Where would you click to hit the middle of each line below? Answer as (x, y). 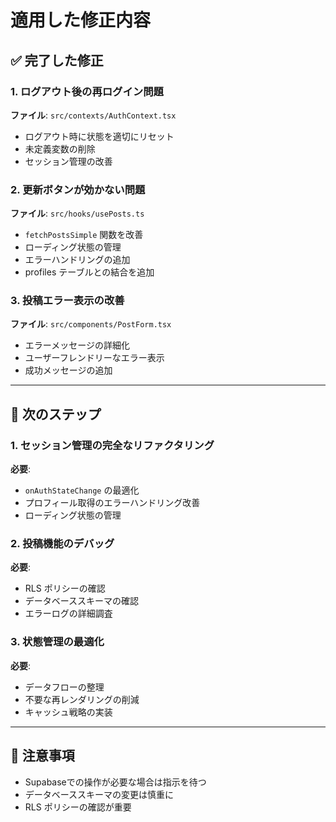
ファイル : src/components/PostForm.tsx (91, 324)
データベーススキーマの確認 (82, 601)
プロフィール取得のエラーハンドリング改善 (112, 503)
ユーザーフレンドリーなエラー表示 (94, 358)
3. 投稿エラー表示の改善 (67, 301)
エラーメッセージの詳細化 (77, 345)
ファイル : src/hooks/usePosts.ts (77, 213)
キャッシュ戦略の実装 (68, 712)
